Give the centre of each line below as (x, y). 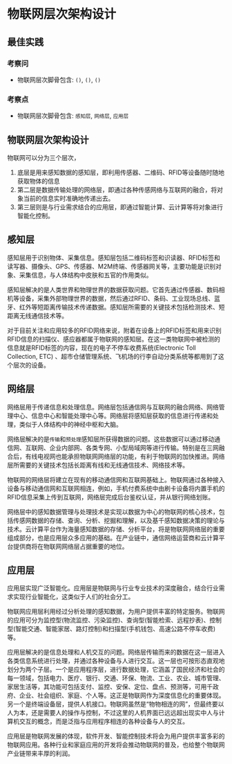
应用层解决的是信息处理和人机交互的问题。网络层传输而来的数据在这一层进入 (116, 652)
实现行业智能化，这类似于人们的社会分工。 (74, 597)
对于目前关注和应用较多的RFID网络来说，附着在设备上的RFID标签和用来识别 (115, 330)
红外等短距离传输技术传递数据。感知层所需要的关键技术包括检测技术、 (119, 307)
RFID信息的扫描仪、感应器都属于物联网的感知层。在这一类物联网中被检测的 (114, 339)
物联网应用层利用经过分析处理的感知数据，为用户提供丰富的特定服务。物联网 (116, 612)
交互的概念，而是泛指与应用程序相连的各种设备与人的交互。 (104, 722)
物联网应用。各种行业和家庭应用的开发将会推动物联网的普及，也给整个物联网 (116, 745)
